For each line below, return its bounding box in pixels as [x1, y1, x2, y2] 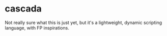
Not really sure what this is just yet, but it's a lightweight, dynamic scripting [5, 19, 162, 25]
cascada [5, 3, 42, 14]
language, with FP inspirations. [5, 24, 69, 30]
